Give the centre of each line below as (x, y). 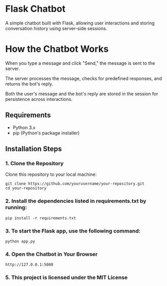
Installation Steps (34, 149)
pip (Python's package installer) (46, 133)
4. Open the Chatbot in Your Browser (51, 254)
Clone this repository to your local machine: (51, 174)
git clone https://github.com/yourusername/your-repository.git (75, 184)
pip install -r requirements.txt (41, 218)
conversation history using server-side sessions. (56, 28)
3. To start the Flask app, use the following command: (73, 231)
